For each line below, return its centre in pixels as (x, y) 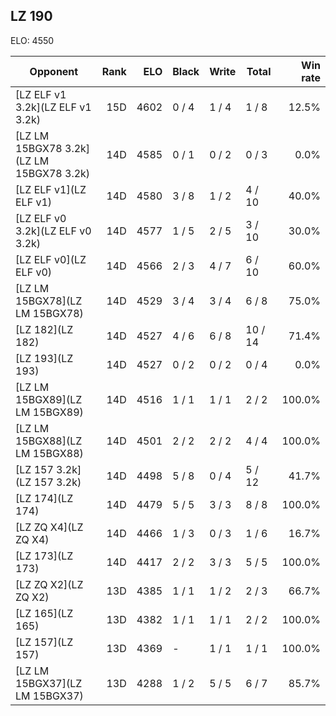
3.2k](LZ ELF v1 (53, 107)
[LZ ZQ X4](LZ (49, 527)
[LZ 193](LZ (44, 358)
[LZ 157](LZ (44, 642)
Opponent (54, 71)
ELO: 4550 (32, 40)
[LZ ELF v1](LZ (51, 189)
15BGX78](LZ (49, 301)
